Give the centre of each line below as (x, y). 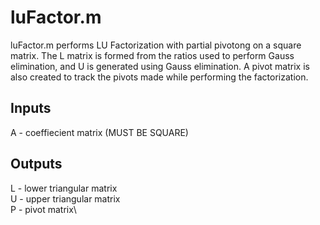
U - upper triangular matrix (65, 198)
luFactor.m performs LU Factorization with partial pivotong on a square (156, 45)
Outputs (36, 164)
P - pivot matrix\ (43, 209)
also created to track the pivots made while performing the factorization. (159, 77)
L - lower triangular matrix (64, 188)
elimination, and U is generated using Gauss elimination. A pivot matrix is (160, 66)
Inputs (31, 108)
